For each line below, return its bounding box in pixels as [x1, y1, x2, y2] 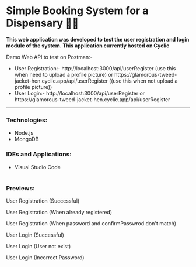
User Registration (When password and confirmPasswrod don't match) [6, 220, 177, 227]
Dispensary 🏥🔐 [6, 16, 79, 30]
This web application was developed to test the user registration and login [6, 36, 190, 43]
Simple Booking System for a [6, 4, 149, 18]
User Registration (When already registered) [6, 209, 113, 216]
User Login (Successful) [6, 231, 64, 238]
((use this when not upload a [108, 77, 178, 84]
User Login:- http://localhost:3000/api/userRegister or [14, 90, 145, 97]
